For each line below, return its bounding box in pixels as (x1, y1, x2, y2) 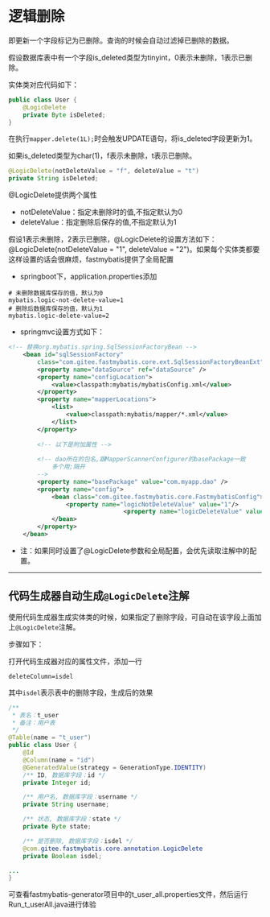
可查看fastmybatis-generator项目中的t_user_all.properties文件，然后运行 (8, 890, 248, 899)
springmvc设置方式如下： (19, 327, 105, 337)
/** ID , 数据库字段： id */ (22, 770, 106, 779)
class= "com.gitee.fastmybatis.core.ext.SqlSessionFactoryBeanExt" (37, 357, 264, 366)
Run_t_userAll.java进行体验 (8, 899, 96, 910)
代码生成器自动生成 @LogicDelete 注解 (8, 589, 190, 603)
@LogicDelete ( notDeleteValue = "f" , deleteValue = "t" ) (8, 167, 199, 176)
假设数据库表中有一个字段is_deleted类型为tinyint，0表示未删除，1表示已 (8, 52, 246, 62)
